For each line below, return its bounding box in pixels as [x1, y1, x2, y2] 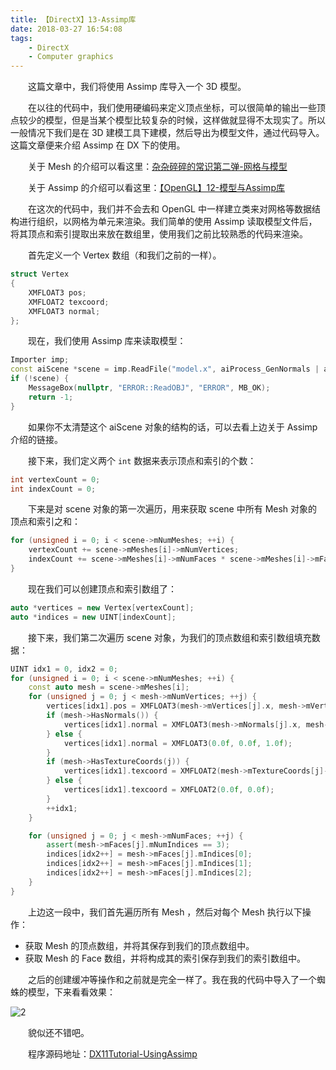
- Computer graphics [28, 52, 114, 62]
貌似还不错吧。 [28, 1026, 90, 1038]
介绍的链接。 [10, 433, 63, 445]
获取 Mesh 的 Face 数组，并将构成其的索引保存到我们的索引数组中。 [24, 952, 306, 964]
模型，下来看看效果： [27, 986, 116, 998]
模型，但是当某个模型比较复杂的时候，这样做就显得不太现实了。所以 [44, 114, 326, 126]
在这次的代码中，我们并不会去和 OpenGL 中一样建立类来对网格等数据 [28, 203, 312, 215]
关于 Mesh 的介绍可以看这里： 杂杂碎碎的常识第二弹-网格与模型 [28, 161, 288, 173]
